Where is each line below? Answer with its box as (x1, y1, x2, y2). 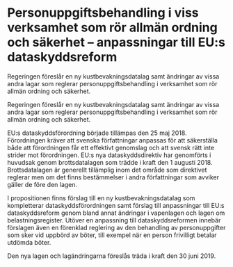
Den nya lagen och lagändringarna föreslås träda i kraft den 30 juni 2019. (7, 252, 216, 260)
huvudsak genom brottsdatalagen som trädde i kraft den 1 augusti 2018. (7, 158, 213, 166)
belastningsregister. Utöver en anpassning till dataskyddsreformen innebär (7, 216, 221, 224)
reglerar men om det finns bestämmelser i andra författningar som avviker (7, 172, 219, 181)
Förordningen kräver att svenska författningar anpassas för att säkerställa (7, 136, 218, 144)
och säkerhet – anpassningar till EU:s (7, 35, 226, 50)
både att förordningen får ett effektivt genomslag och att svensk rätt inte (7, 143, 214, 152)
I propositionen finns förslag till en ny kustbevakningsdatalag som (7, 193, 195, 202)
